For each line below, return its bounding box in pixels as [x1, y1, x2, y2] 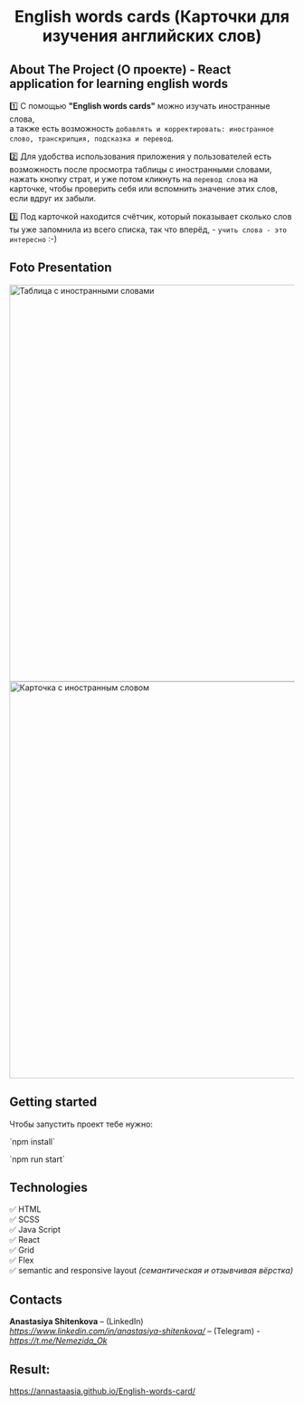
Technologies [9, 1180, 89, 1195]
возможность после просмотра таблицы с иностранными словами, [9, 164, 272, 174]
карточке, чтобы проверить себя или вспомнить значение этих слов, [9, 183, 278, 194]
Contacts [9, 1292, 63, 1307]
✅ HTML [9, 1204, 42, 1215]
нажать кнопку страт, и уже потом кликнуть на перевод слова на [9, 174, 259, 184]
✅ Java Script [9, 1224, 61, 1235]
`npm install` [9, 1136, 56, 1146]
